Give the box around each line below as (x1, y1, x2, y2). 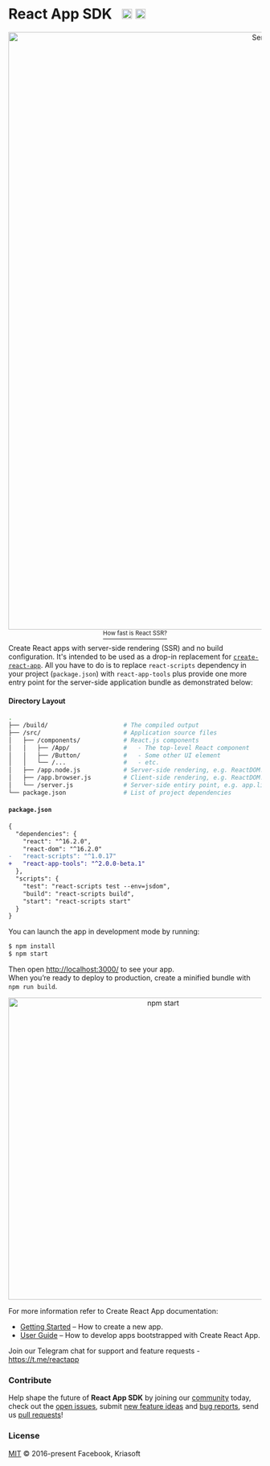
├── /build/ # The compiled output (8, 722, 199, 730)
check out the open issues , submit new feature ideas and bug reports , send (8, 1402, 259, 1411)
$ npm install (8, 942, 56, 950)
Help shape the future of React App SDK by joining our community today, (8, 1393, 252, 1402)
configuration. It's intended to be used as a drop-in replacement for (8, 652, 231, 661)
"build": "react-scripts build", (22, 889, 135, 898)
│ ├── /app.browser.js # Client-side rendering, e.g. (8, 774, 228, 782)
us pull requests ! (8, 1410, 63, 1420)
